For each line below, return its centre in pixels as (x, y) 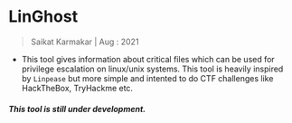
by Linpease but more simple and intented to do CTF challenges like (147, 78)
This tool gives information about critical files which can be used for (148, 59)
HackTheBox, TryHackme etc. (77, 88)
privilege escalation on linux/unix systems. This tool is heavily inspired (152, 69)
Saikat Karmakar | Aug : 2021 (85, 42)
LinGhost (43, 17)
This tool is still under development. (77, 109)
